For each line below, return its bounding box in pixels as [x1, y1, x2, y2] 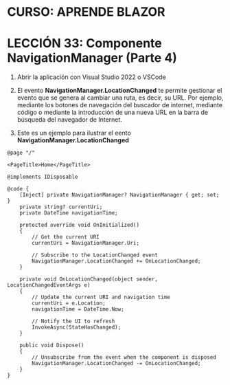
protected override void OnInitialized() [19, 221, 139, 229]
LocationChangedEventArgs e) [7, 282, 91, 289]
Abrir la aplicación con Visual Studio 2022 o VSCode [16, 73, 166, 81]
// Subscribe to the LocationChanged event [32, 252, 158, 258]
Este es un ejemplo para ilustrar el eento [16, 129, 132, 137]
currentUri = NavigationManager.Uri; [32, 240, 139, 247]
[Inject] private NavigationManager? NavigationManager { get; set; [19, 192, 220, 199]
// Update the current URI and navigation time [32, 294, 170, 301]
